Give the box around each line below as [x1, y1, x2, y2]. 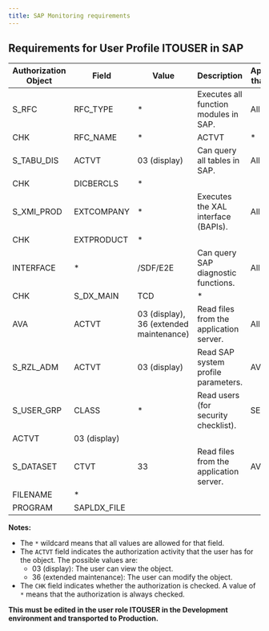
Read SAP [197, 347, 235, 358]
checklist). [197, 420, 237, 431]
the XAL [197, 202, 227, 213]
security [197, 410, 228, 421]
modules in [197, 109, 239, 120]
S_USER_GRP [12, 405, 62, 416]
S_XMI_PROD [12, 206, 62, 218]
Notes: [8, 523, 32, 532]
